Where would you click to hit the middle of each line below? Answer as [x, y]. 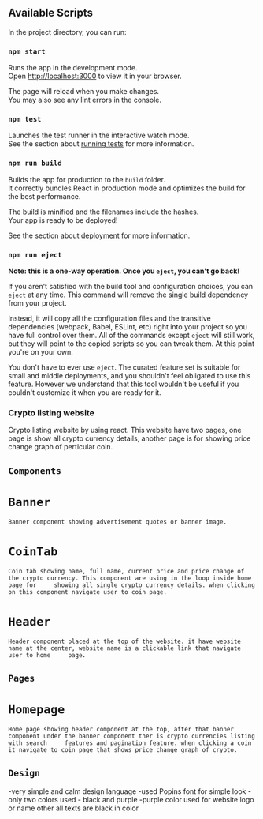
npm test [25, 119]
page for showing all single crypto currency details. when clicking [132, 585]
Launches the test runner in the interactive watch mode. [99, 135]
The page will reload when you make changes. [84, 92]
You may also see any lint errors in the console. [85, 100]
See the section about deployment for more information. [99, 235]
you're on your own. [41, 352]
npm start [27, 51]
